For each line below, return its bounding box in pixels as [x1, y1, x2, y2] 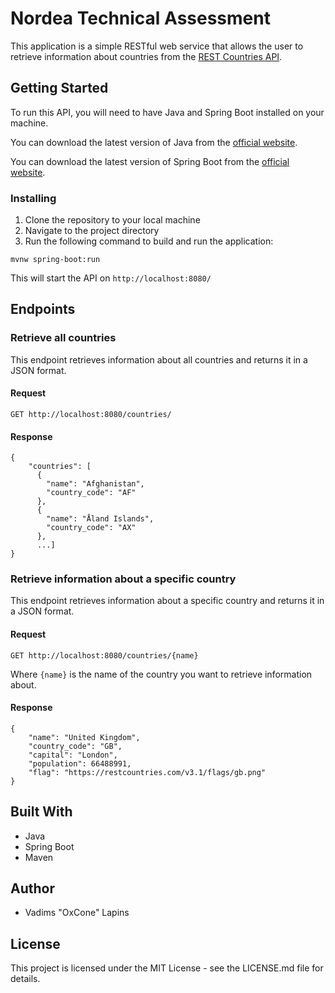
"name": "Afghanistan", [46, 479, 145, 489]
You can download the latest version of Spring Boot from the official [10, 155, 290, 167]
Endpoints [10, 301, 76, 318]
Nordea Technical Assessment [10, 7, 271, 30]
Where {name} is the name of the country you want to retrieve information [10, 668, 313, 680]
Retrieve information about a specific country [10, 572, 237, 586]
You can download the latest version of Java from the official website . [10, 136, 298, 148]
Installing [10, 191, 57, 205]
